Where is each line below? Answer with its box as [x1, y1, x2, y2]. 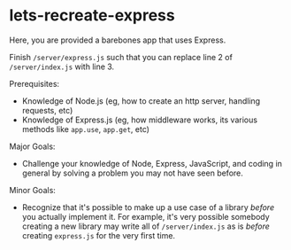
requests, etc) [21, 105, 73, 115]
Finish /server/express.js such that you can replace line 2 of [9, 51, 233, 62]
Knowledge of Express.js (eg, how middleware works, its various [21, 114, 258, 125]
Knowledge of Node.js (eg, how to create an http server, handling [21, 95, 261, 106]
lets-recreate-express [9, 5, 175, 26]
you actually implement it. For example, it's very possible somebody [21, 211, 270, 222]
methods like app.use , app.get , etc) [21, 123, 150, 134]
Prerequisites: [9, 78, 60, 89]
